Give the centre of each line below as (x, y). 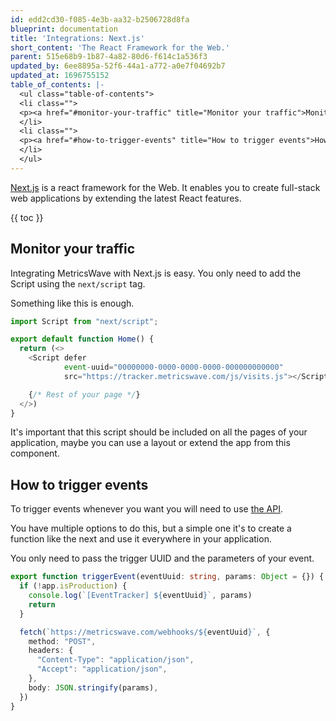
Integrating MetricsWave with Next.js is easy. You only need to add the (156, 273)
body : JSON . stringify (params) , (93, 687)
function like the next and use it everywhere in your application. (141, 539)
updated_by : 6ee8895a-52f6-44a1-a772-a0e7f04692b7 (118, 66)
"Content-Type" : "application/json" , (115, 660)
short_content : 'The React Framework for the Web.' (120, 47)
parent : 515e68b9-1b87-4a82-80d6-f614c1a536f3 (109, 57)
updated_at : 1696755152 (60, 76)
